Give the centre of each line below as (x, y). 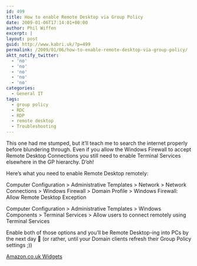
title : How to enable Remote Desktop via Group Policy (75, 17)
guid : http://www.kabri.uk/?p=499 (49, 45)
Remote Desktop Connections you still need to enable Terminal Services (94, 156)
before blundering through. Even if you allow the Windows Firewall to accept (99, 149)
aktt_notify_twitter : (33, 55)
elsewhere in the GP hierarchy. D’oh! (50, 162)
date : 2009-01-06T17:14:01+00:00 (47, 22)
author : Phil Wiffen (31, 28)
